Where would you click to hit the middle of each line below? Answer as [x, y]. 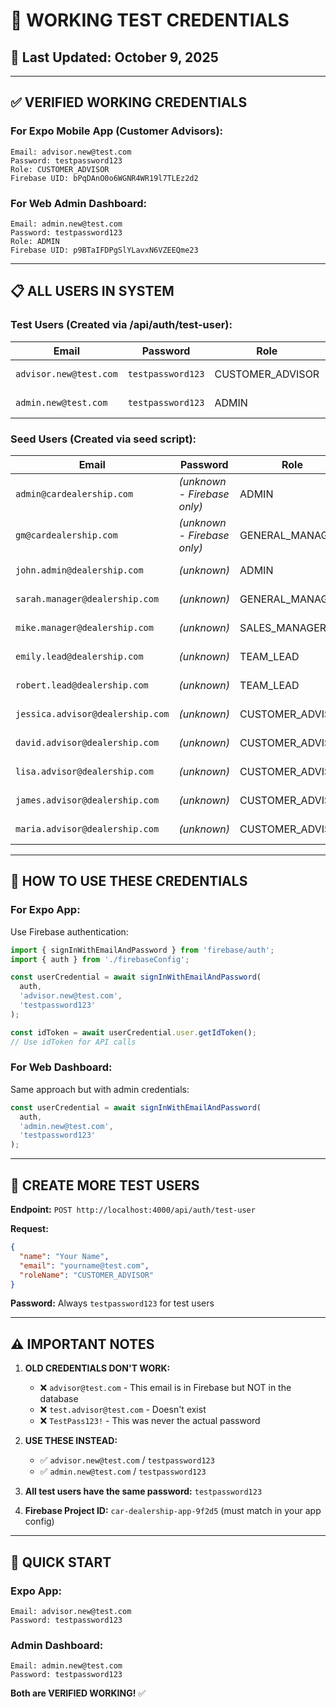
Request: [29, 1229]
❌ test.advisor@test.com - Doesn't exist [123, 1410]
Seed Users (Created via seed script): [103, 439]
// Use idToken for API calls [73, 1042]
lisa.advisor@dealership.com [84, 771]
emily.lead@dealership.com [79, 656]
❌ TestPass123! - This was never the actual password [150, 1421]
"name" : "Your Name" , [64, 1256]
